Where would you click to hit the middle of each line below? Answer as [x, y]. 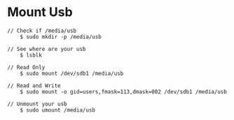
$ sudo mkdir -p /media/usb [61, 37]
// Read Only [26, 67]
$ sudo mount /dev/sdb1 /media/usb [72, 73]
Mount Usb [40, 12]
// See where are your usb [47, 49]
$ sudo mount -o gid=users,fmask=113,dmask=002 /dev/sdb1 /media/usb [124, 91]
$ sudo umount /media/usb [58, 110]
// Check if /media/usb [42, 31]
